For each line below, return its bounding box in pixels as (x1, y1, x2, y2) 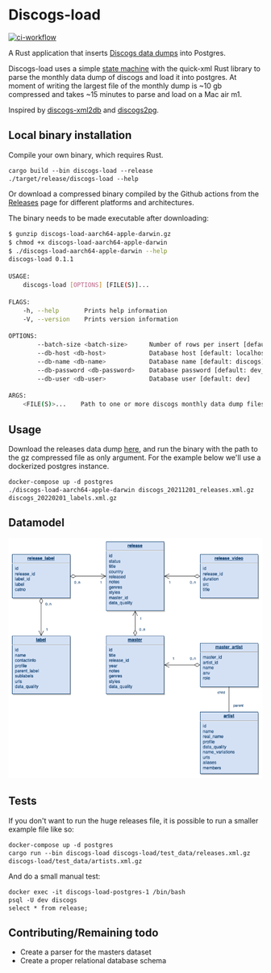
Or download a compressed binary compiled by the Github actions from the (8, 188, 260, 199)
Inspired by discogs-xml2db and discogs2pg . (8, 105, 160, 115)
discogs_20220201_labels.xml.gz (8, 494, 117, 502)
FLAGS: (8, 297, 31, 306)
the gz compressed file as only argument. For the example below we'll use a (8, 453, 261, 462)
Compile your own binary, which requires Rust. (8, 150, 164, 159)
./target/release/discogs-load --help (8, 175, 139, 183)
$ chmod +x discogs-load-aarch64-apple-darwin (8, 238, 168, 246)
